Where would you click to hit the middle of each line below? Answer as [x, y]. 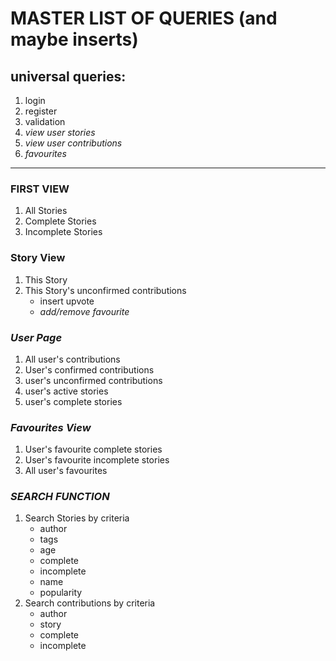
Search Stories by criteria [77, 518]
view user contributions [73, 143]
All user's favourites [66, 471]
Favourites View [51, 427]
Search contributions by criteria [90, 603]
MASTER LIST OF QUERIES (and [144, 18]
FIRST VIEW [40, 189]
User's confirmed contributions [89, 369]
